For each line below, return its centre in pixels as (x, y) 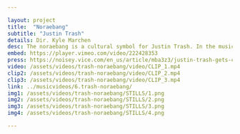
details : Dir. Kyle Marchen (49, 40)
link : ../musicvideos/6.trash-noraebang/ (70, 86)
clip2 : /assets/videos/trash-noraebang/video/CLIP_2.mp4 (94, 73)
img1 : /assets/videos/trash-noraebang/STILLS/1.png (86, 93)
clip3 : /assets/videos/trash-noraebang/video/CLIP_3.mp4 (94, 80)
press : (17, 60)
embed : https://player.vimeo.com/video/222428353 (83, 53)
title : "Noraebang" (38, 27)
